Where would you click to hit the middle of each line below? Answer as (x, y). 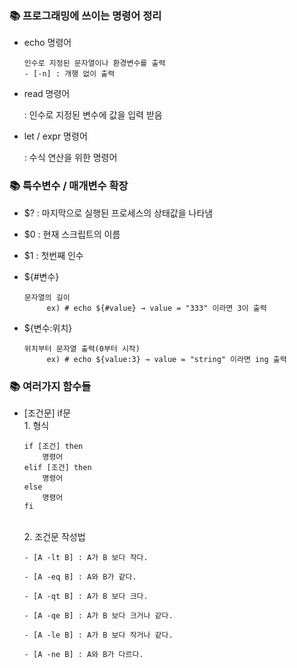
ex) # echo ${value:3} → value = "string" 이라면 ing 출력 (166, 359)
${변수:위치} (48, 328)
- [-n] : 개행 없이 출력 (69, 74)
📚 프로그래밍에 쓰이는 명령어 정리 (85, 15)
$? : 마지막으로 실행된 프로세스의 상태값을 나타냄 (118, 213)
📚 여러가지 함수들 (50, 386)
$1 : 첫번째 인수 (53, 255)
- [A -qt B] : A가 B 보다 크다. (86, 596)
